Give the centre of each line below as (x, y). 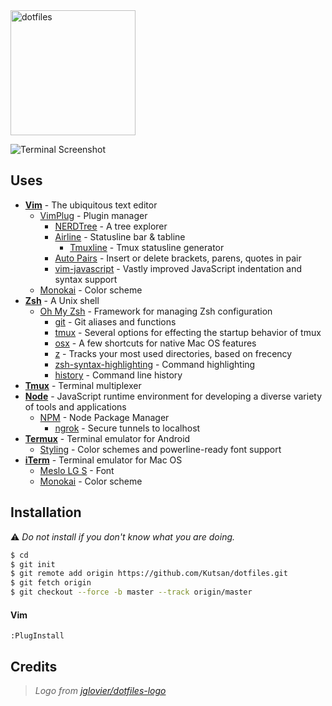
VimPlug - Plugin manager (93, 215)
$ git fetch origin (51, 583)
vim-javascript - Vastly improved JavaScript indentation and (178, 268)
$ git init (33, 564)
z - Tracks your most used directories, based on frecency (173, 353)
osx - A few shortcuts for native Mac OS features (155, 343)
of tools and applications (75, 406)
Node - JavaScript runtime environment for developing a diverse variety (173, 396)
